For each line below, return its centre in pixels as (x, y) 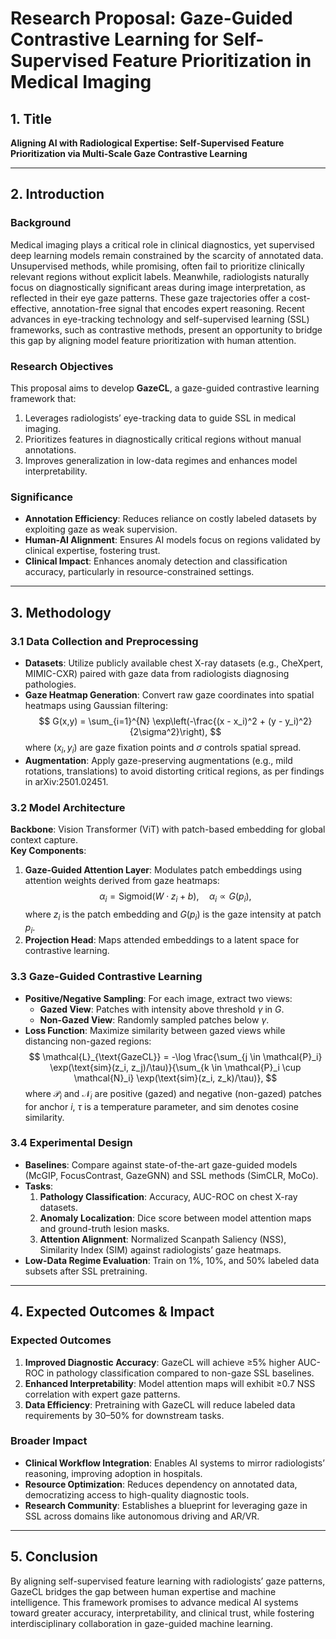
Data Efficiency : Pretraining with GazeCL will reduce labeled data (160, 1404)
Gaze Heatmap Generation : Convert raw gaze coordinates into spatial (169, 694)
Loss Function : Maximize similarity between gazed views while (155, 1030)
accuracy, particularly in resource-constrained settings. (139, 572)
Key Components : (48, 851)
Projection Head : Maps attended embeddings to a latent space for (162, 940)
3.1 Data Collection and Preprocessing (104, 641)
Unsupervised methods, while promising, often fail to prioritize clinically (157, 266)
